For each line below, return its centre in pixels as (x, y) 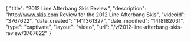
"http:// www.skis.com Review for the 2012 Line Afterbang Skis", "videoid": (96, 15)
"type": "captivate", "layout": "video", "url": (57, 27)
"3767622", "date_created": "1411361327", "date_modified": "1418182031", (95, 21)
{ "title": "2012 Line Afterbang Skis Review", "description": (76, 8)
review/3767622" (27, 33)
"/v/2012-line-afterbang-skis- (146, 27)
